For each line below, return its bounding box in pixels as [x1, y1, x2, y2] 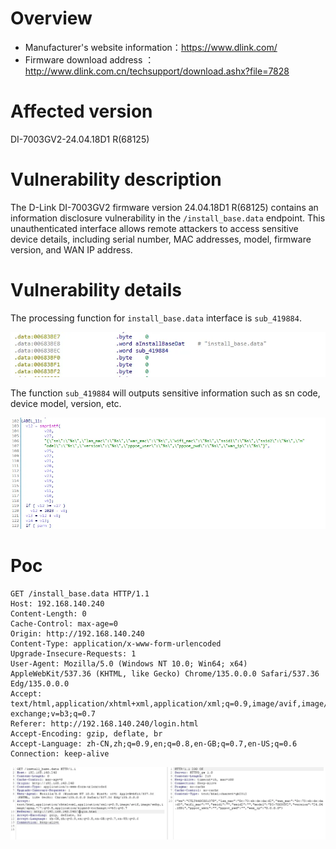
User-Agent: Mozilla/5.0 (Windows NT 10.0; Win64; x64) [10, 659, 248, 669]
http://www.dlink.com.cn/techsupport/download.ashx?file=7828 [24, 65, 290, 77]
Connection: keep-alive [10, 749, 110, 759]
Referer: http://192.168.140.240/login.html [10, 719, 199, 729]
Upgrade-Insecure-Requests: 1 [10, 649, 137, 659]
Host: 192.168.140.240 [10, 599, 105, 609]
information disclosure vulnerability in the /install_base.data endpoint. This [10, 212, 326, 224]
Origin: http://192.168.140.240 [10, 629, 145, 639]
